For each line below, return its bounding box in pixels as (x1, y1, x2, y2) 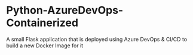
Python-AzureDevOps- (6, 4, 124, 17)
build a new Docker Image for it (6, 42, 84, 49)
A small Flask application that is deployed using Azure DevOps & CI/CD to (6, 35, 187, 43)
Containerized (6, 16, 79, 30)
